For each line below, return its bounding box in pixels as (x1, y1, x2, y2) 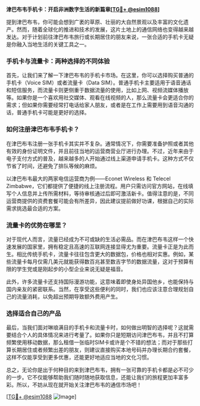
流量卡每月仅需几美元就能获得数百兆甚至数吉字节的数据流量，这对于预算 (11, 258, 189, 265)
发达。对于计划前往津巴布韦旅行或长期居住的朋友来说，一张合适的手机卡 (6, 33, 183, 40)
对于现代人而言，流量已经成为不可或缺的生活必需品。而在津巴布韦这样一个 (6, 235, 189, 243)
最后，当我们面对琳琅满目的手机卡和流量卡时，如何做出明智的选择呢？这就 (6, 324, 189, 331)
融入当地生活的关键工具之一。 (16, 41, 90, 48)
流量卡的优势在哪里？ (6, 221, 67, 229)
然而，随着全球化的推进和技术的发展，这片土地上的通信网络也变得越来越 (16, 26, 194, 33)
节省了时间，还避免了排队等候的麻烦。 (6, 162, 100, 169)
